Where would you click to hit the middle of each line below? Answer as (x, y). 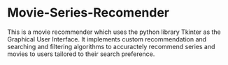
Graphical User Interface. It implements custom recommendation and (107, 39)
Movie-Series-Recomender (88, 13)
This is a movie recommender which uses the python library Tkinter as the (114, 32)
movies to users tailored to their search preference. (81, 54)
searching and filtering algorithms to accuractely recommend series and (111, 46)
